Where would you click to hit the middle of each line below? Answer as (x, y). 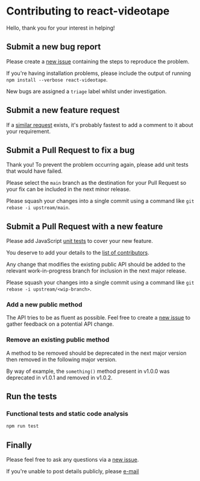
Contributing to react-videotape (88, 11)
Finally (19, 445)
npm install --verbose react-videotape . (57, 79)
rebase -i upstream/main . (38, 207)
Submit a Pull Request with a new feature (85, 226)
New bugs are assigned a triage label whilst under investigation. (86, 91)
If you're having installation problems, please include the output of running (99, 73)
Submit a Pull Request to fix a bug (70, 150)
